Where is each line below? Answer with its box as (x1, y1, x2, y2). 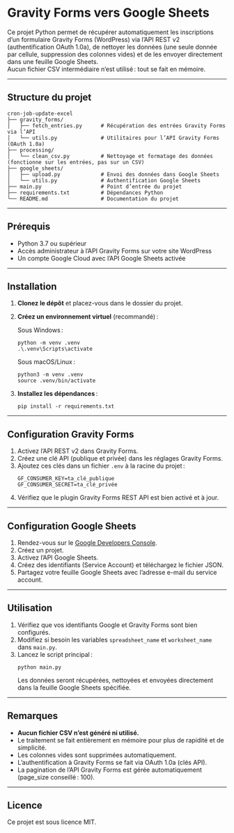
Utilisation (7, 602, 53, 614)
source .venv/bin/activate (17, 377, 96, 384)
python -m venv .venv (17, 340, 80, 347)
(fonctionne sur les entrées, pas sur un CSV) (7, 159, 145, 166)
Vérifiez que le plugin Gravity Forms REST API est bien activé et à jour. (17, 493, 219, 502)
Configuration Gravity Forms (7, 428, 134, 440)
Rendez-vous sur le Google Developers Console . (17, 539, 158, 547)
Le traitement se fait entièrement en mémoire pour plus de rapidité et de (17, 736, 224, 744)
